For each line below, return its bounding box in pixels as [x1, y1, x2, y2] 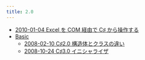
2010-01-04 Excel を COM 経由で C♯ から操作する [14, 26, 139, 33]
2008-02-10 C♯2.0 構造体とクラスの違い [24, 40, 125, 47]
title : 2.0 [6, 8, 34, 15]
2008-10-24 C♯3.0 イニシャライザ [24, 47, 109, 55]
